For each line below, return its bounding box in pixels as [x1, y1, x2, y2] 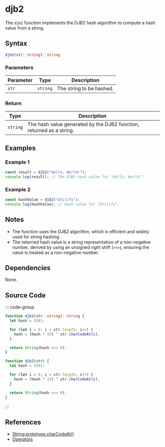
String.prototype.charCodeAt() [12, 431, 74, 437]
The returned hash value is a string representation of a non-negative [12, 239, 151, 245]
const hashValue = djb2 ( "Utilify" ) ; [5, 197, 80, 202]
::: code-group [5, 304, 34, 310]
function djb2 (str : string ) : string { [5, 314, 84, 319]
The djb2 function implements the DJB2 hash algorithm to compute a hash [5, 20, 156, 26]
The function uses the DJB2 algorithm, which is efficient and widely [12, 228, 149, 235]
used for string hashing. [12, 234, 61, 240]
